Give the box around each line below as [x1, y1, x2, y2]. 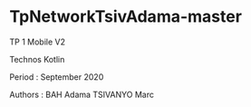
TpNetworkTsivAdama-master [9, 6, 243, 27]
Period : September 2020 [9, 71, 104, 83]
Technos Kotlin [9, 53, 65, 64]
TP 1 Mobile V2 [9, 36, 66, 47]
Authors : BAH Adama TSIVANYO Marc [9, 89, 154, 100]
